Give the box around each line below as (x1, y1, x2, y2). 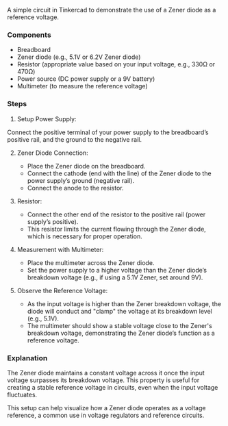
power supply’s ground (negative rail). (27, 176, 135, 184)
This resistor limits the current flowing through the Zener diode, (27, 225, 207, 233)
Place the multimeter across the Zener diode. (27, 258, 155, 266)
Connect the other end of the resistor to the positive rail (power (27, 210, 206, 218)
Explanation (7, 353, 48, 362)
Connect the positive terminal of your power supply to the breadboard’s (7, 128, 209, 136)
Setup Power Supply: (16, 114, 77, 123)
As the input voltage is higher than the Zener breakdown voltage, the (27, 299, 221, 308)
